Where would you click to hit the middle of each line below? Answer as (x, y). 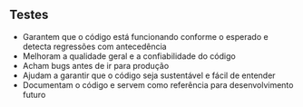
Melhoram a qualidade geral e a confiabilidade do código (129, 56)
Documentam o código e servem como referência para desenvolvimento (158, 84)
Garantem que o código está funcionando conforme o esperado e (146, 36)
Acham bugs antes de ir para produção (96, 65)
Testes (29, 15)
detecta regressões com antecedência (94, 46)
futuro (34, 94)
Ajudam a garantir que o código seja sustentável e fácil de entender (149, 75)
